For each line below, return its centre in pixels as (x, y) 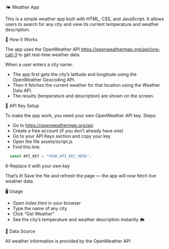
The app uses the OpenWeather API (43, 49)
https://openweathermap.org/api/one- (120, 49)
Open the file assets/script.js (43, 141)
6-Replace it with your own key (37, 166)
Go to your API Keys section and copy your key (61, 136)
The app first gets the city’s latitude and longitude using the (75, 74)
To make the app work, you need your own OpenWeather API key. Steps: (81, 115)
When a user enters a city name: (39, 64)
